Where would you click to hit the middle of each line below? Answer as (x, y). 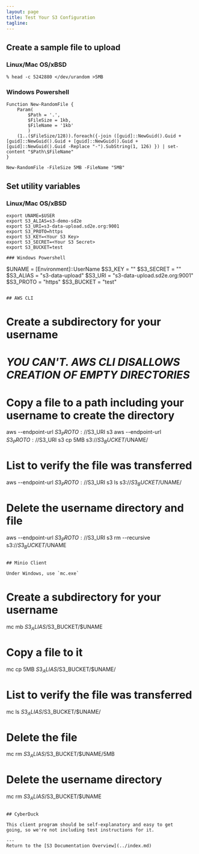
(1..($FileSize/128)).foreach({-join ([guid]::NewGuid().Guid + (99, 136)
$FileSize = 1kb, (49, 120)
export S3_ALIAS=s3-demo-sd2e (44, 221)
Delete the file (42, 737)
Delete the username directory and (95, 508)
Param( (25, 110)
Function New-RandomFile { (40, 105)
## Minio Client (26, 563)
